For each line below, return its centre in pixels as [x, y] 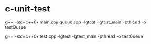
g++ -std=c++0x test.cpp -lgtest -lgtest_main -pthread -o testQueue [74, 36]
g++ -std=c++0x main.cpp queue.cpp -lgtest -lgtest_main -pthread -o [75, 22]
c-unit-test [28, 9]
